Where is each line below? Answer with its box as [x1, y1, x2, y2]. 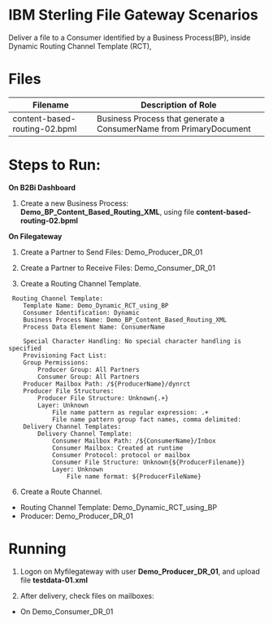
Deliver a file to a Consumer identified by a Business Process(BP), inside [8, 33, 251, 42]
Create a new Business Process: [19, 198, 128, 208]
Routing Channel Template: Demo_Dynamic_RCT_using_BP [19, 502, 218, 512]
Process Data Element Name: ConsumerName [23, 323, 165, 331]
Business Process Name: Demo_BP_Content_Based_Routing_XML [23, 316, 227, 324]
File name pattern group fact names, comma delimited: [51, 415, 242, 424]
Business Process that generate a [96, 112, 225, 124]
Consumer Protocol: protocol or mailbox [51, 451, 191, 459]
